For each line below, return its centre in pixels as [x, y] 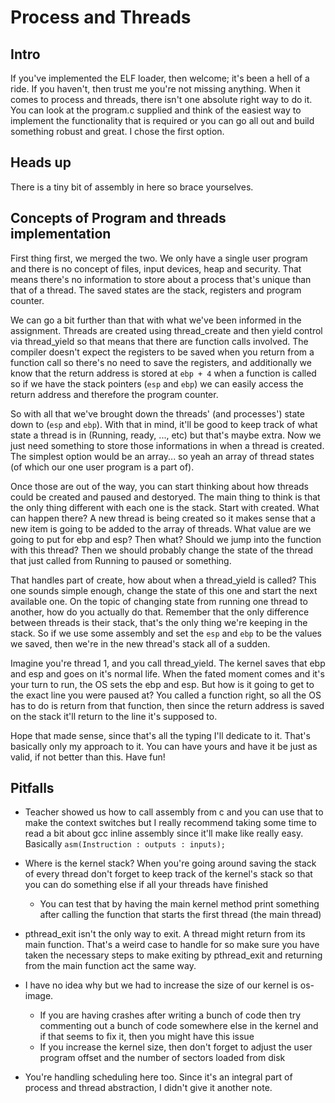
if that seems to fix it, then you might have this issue [147, 1037]
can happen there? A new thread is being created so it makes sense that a [163, 518]
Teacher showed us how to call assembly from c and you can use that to [174, 812]
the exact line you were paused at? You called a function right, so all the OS [166, 695]
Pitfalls [32, 788]
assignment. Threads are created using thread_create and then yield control [166, 330]
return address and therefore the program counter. [114, 394]
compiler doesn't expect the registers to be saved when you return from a [162, 352]
